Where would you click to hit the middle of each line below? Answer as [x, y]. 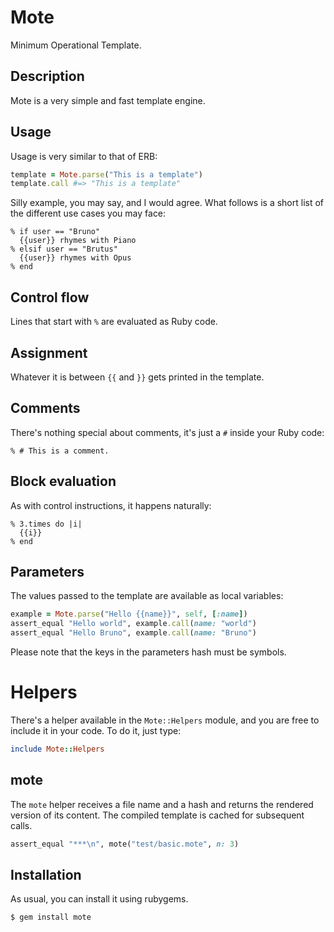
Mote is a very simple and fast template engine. [108, 100]
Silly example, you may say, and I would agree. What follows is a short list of [167, 203]
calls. [21, 825]
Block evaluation [63, 481]
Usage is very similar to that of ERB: [84, 156]
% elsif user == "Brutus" [64, 249]
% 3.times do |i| [46, 524]
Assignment [49, 352]
